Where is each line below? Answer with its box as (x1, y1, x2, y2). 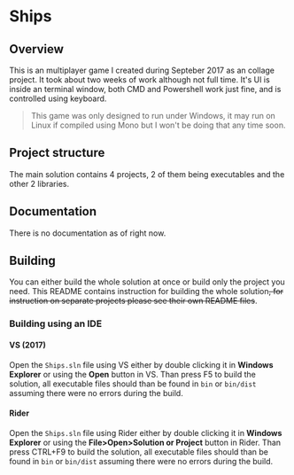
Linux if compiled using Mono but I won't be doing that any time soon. (30, 120, 286, 130)
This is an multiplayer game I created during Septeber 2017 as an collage (9, 65, 275, 75)
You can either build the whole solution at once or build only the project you (9, 276, 285, 287)
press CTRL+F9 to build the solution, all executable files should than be (9, 446, 268, 457)
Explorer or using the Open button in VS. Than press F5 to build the (9, 369, 257, 379)
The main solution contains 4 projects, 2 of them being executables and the (9, 168, 285, 179)
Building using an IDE (9, 317, 103, 330)
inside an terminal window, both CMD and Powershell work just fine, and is (9, 84, 282, 94)
